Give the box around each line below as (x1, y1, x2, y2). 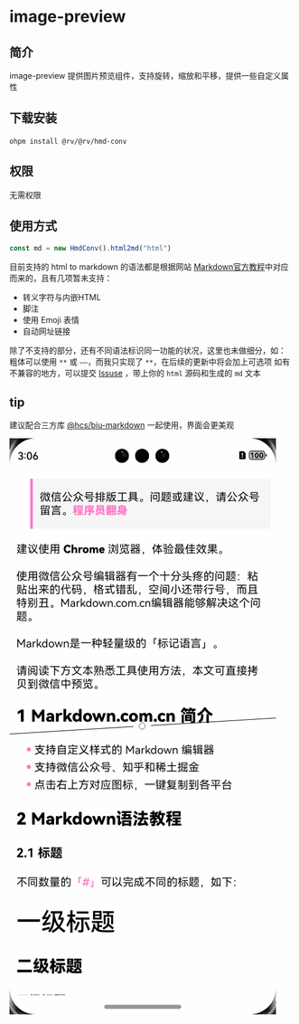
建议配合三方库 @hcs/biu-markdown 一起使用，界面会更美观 (9, 420, 235, 431)
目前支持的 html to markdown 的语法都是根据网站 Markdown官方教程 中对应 (9, 261, 289, 272)
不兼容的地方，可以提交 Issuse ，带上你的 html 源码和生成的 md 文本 (9, 368, 261, 379)
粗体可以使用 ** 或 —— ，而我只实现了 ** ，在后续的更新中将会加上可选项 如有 (9, 356, 291, 367)
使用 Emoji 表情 (22, 315, 79, 326)
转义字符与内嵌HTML (22, 292, 101, 303)
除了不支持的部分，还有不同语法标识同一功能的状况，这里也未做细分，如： (9, 346, 286, 356)
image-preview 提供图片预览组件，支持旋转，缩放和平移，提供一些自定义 (9, 71, 282, 81)
